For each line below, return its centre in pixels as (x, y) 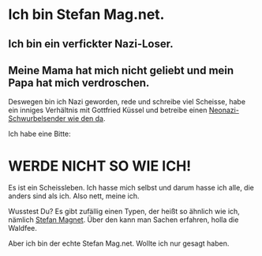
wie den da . (86, 119)
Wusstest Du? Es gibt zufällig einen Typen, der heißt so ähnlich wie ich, (124, 212)
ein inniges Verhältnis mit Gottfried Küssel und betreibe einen (108, 110)
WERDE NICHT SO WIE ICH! (100, 166)
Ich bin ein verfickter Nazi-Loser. (91, 44)
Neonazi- (224, 110)
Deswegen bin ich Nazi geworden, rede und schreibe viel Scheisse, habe (127, 102)
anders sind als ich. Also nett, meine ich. (74, 196)
